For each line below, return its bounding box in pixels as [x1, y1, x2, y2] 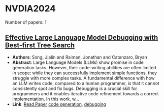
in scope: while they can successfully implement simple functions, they [12, 70, 157, 76]
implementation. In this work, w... [12, 96, 80, 102]
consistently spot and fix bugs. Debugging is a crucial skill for [12, 85, 137, 91]
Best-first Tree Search [5, 41, 75, 50]
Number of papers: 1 [5, 19, 47, 25]
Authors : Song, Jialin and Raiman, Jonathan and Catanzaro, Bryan [12, 54, 148, 60]
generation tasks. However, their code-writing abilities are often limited [12, 64, 157, 70]
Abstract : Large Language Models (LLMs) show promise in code [12, 59, 144, 65]
